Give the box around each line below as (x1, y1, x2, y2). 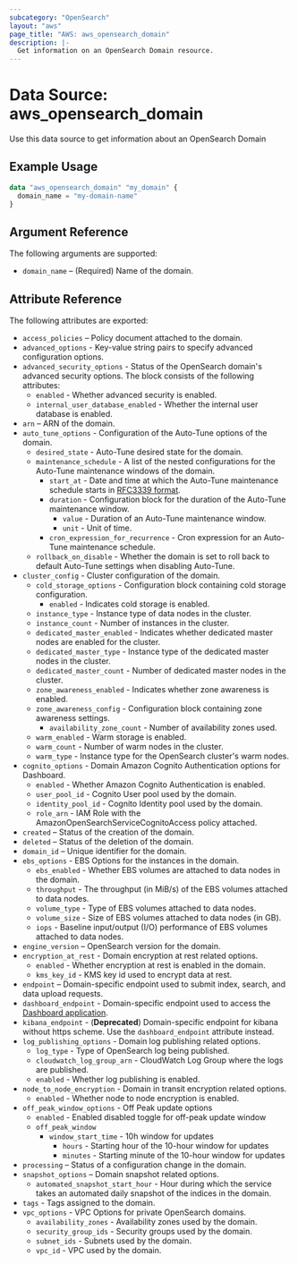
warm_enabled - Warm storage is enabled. (35, 732, 187, 742)
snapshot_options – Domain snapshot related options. (21, 1169, 219, 1180)
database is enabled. (35, 409, 114, 420)
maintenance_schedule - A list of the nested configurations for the (35, 456, 276, 467)
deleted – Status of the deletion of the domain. (21, 836, 194, 847)
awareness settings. (35, 713, 110, 724)
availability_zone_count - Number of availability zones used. (48, 722, 277, 734)
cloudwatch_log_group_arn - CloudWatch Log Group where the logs (35, 1055, 284, 1065)
